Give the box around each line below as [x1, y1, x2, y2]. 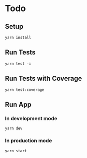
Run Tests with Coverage [5, 74, 82, 83]
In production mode [5, 137, 52, 144]
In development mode [5, 115, 58, 122]
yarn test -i [5, 61, 31, 66]
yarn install [5, 35, 31, 40]
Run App [5, 101, 32, 109]
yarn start [5, 148, 27, 153]
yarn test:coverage [5, 87, 44, 92]
